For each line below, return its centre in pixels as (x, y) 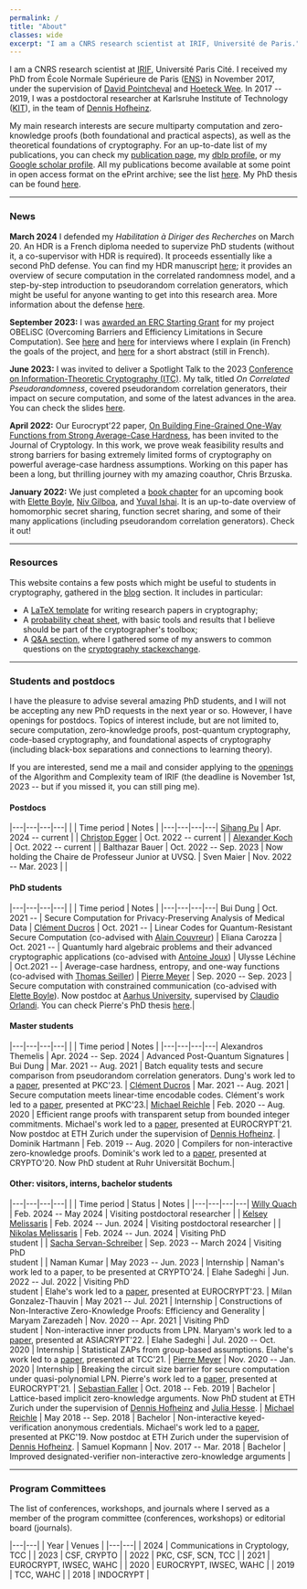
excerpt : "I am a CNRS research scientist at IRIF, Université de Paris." (155, 43)
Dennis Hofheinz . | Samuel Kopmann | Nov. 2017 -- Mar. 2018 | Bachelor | (148, 1446)
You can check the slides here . (68, 408)
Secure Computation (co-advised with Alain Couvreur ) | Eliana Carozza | (146, 937)
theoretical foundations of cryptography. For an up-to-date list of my (138, 145)
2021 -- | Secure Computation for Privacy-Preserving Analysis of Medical (147, 917)
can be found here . (45, 185)
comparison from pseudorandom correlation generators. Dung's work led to (152, 1075)
